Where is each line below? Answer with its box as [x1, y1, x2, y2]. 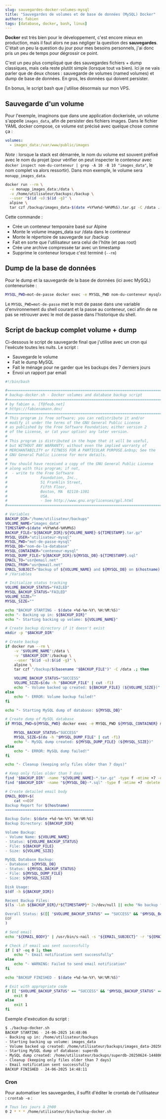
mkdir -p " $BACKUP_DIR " [5, 631, 54, 636]
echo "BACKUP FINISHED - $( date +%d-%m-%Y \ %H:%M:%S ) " [5, 975, 121, 980]
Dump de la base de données [5, 264, 96, 272]
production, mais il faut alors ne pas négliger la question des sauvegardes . [5, 40, 158, 46]
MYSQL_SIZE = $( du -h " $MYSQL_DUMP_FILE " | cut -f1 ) [14, 735, 121, 740]
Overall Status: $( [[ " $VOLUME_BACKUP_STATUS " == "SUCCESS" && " [5, 911, 143, 917]
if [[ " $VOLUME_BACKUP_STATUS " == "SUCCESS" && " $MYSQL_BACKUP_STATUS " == [5, 989, 163, 993]
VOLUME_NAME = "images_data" [5, 521, 61, 526]
